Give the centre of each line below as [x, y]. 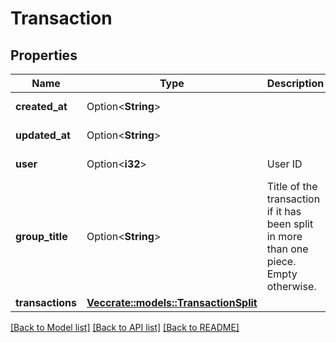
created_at [41, 106]
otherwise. [291, 286]
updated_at [43, 135]
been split [290, 224]
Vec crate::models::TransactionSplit [172, 302]
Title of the [292, 186]
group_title [41, 236]
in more [284, 236]
